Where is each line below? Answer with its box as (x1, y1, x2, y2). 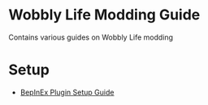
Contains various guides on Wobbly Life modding (8, 32, 173, 42)
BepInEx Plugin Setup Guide (19, 87, 115, 97)
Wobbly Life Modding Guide (8, 6, 201, 24)
